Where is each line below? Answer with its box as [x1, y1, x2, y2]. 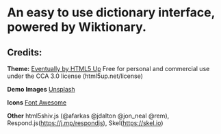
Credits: [7, 46, 42, 58]
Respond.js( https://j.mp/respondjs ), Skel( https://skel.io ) [7, 119, 164, 127]
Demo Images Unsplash [7, 85, 75, 93]
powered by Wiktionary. [7, 19, 147, 35]
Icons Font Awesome [7, 98, 67, 107]
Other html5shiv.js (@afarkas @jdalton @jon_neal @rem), [7, 111, 170, 120]
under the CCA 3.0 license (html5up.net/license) [7, 72, 144, 80]
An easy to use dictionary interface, [7, 5, 216, 21]
